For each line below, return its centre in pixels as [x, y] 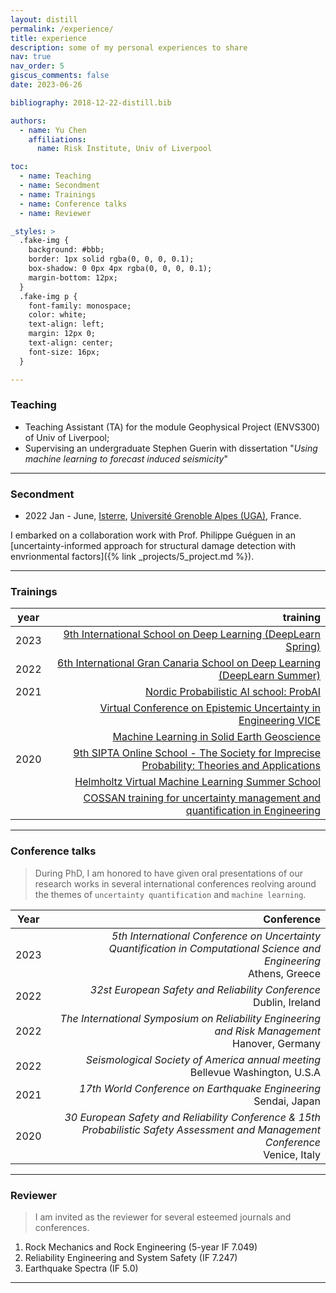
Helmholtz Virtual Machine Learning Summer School [197, 782]
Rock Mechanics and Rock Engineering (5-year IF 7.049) [141, 1247]
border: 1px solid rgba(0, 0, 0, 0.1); [111, 259]
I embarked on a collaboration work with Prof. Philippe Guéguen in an [153, 535]
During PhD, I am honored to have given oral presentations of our [168, 873]
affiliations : [57, 139]
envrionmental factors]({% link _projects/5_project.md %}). [132, 557]
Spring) [303, 647]
